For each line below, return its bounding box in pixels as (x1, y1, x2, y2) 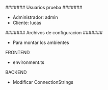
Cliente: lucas (12, 20, 42, 26)
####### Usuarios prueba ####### (5, 5, 83, 10)
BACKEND (5, 69, 27, 75)
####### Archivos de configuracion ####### (5, 30, 103, 35)
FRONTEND (5, 50, 30, 55)
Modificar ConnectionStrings (12, 79, 74, 85)
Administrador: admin (12, 14, 59, 20)
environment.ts (12, 59, 45, 65)
